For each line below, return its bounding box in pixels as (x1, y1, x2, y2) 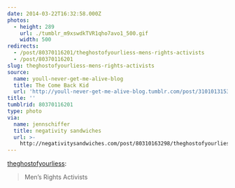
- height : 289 (13, 23, 55, 30)
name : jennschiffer (13, 120, 71, 128)
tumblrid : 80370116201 (7, 101, 73, 108)
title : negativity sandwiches (13, 127, 101, 134)
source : (7, 68, 30, 75)
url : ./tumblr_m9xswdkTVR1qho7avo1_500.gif (20, 29, 149, 37)
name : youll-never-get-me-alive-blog (13, 75, 124, 82)
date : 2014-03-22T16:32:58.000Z (7, 10, 101, 17)
